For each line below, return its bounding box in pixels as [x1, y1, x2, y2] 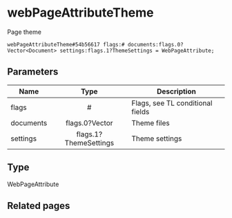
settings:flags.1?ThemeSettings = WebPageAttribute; [59, 47, 215, 54]
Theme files [130, 118, 171, 127]
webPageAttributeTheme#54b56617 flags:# [7, 41, 126, 48]
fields [130, 107, 150, 116]
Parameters [7, 66, 59, 78]
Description [156, 87, 197, 96]
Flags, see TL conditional [130, 98, 213, 108]
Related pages [7, 199, 70, 212]
